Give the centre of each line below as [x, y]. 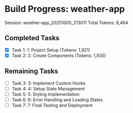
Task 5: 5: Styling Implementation [46, 94]
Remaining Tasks [32, 71]
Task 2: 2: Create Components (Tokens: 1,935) [59, 56]
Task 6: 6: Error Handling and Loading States [57, 100]
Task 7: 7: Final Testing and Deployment [52, 105]
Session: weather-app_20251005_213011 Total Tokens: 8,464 [66, 23]
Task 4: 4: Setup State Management [48, 88]
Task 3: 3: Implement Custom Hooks [49, 83]
